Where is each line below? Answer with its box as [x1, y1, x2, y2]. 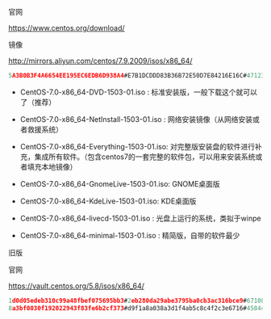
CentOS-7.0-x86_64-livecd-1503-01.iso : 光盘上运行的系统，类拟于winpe [19, 213, 261, 223]
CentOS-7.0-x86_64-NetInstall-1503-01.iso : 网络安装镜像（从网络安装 [19, 114, 252, 124]
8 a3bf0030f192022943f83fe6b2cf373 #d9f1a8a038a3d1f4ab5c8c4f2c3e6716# [8, 304, 248, 313]
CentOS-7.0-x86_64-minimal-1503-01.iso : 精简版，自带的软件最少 [19, 230, 240, 240]
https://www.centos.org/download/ [8, 23, 125, 32]
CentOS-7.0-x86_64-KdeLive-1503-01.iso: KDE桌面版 [19, 196, 197, 206]
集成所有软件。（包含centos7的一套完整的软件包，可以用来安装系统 [34, 152, 256, 162]
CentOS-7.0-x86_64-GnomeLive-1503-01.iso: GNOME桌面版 [19, 178, 220, 188]
